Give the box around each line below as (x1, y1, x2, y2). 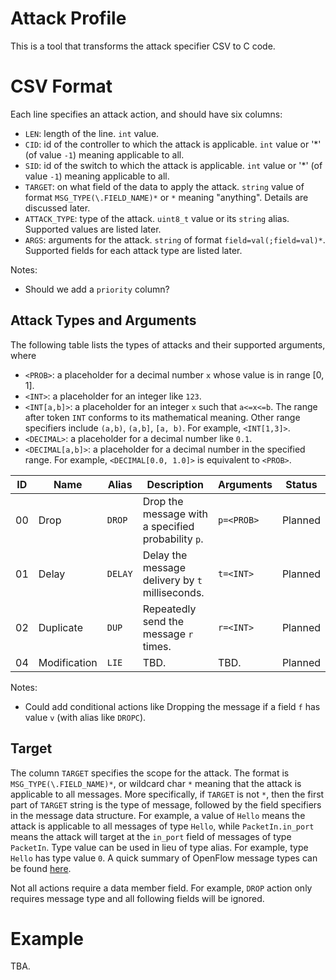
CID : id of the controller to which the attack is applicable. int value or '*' (24, 138, 322, 150)
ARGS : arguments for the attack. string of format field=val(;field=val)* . (24, 233, 326, 246)
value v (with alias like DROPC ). (24, 711, 147, 723)
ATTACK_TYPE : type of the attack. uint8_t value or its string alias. (24, 212, 290, 224)
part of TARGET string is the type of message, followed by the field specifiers (10, 798, 322, 811)
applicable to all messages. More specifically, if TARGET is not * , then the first (10, 788, 325, 800)
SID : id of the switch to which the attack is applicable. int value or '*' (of (24, 159, 323, 171)
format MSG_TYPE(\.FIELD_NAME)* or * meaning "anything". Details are (24, 191, 309, 203)
